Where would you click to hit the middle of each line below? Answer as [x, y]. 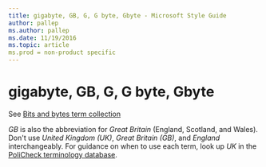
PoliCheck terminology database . [63, 154]
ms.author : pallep [39, 30]
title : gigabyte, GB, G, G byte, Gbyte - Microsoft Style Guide [117, 16]
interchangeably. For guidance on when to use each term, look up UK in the [133, 146]
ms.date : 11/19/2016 [43, 38]
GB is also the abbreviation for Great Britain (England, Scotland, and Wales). [133, 129]
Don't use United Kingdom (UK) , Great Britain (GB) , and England [114, 138]
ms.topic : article [39, 45]
